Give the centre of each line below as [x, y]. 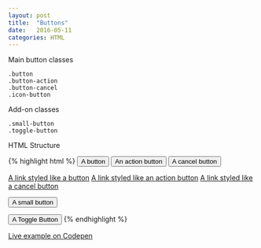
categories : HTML [37, 37]
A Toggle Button [35, 220]
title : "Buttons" [38, 23]
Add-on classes [34, 109]
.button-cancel [33, 88]
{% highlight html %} [42, 161]
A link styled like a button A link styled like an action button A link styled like [130, 178]
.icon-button [29, 95]
